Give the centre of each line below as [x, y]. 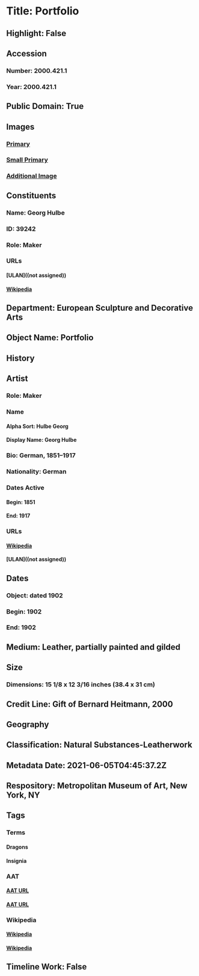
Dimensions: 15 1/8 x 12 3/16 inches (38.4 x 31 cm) [81, 685]
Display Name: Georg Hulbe [41, 440]
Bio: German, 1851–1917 [41, 456]
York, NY [23, 795]
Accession [26, 53]
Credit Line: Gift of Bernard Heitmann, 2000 [90, 704]
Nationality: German [36, 472]
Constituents [31, 196]
